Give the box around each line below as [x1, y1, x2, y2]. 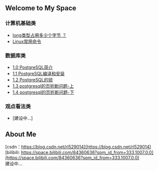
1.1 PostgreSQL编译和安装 [12, 70, 65, 76]
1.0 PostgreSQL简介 [12, 64, 53, 70]
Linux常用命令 [12, 38, 41, 44]
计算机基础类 [5, 20, 36, 27]
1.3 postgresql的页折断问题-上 [12, 83, 74, 89]
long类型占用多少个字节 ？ [12, 32, 67, 38]
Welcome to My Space [5, 4, 76, 12]
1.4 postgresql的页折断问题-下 [12, 89, 74, 95]
